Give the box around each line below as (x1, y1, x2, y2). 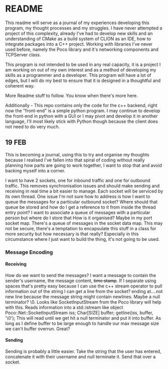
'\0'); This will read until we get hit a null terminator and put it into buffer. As (5, 315, 161, 321)
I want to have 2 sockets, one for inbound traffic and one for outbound (5, 177, 150, 183)
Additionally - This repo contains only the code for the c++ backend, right (5, 102, 157, 108)
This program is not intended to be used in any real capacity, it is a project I (5, 61, 161, 67)
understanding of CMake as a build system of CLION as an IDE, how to (5, 36, 151, 42)
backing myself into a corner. (5, 167, 66, 173)
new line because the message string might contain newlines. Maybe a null (5, 294, 160, 300)
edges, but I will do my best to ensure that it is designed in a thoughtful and (5, 77, 161, 83)
